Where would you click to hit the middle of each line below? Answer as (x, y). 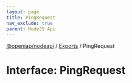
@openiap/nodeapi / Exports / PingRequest (61, 46)
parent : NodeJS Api (31, 29)
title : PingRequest (31, 18)
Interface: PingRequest (66, 71)
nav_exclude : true (30, 23)
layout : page (23, 12)
